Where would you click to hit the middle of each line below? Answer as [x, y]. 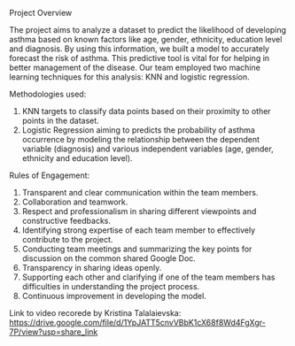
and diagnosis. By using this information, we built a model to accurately [140, 49]
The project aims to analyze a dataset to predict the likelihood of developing [147, 30]
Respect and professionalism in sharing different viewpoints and [139, 211]
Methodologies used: [48, 94]
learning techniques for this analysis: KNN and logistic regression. [129, 77]
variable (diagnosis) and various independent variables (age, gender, [148, 149]
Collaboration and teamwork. [75, 202]
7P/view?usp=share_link [54, 332]
